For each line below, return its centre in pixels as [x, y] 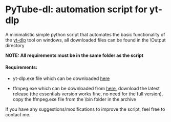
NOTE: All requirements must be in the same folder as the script [74, 55]
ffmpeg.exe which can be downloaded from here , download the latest [86, 89]
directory [15, 45]
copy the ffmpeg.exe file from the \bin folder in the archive [74, 99]
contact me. [18, 115]
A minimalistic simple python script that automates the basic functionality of [85, 34]
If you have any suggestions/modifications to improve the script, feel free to [85, 109]
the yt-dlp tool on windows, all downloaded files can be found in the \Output [85, 40]
